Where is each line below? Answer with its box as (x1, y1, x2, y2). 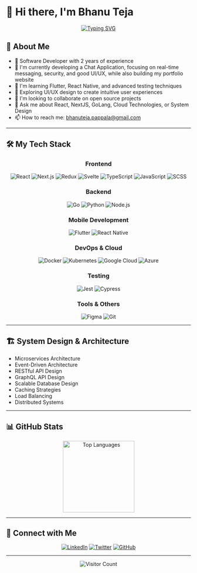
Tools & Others (77, 299, 120, 308)
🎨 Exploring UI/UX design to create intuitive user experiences (14, 88, 163, 96)
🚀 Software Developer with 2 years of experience (14, 57, 134, 64)
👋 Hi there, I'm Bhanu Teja (6, 5, 134, 19)
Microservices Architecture (14, 355, 81, 362)
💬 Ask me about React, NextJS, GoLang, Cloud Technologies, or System (14, 101, 189, 108)
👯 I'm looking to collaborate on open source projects (14, 95, 142, 102)
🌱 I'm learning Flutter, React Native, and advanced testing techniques (14, 82, 182, 89)
